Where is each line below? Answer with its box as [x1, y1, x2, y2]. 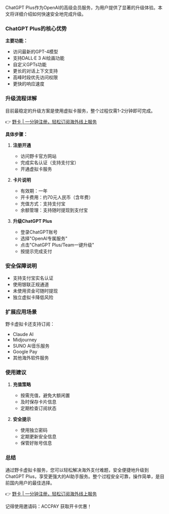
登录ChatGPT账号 [20, 228, 58, 235]
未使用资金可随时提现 [12, 288, 58, 294]
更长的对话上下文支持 [12, 68, 58, 74]
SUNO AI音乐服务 [12, 343, 50, 349]
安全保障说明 [5, 262, 37, 269]
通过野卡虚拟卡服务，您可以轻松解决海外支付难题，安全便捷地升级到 [5, 467, 149, 473]
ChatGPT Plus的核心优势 [5, 25, 67, 32]
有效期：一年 [20, 187, 48, 194]
